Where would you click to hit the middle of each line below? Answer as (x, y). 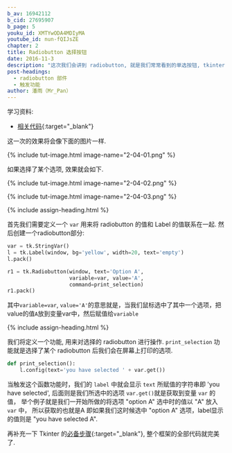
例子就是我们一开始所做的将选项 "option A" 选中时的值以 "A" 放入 (125, 402)
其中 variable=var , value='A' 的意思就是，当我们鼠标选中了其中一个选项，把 (114, 305)
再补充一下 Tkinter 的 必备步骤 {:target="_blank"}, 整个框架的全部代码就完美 (113, 434)
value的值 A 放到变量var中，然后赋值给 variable (73, 314)
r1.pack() (21, 291)
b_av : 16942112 (29, 14)
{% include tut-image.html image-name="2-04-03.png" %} (92, 197)
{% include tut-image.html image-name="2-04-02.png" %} (92, 183)
